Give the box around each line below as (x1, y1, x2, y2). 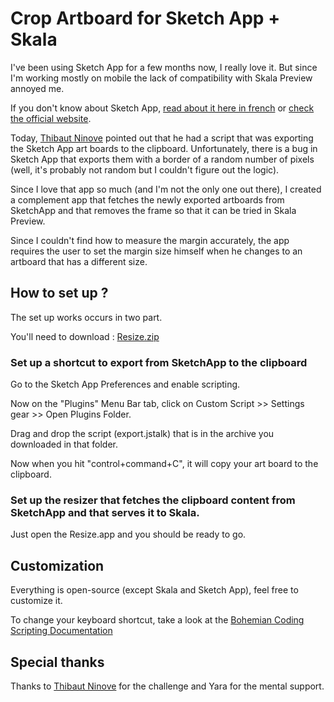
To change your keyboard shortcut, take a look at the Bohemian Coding (10, 614, 305, 626)
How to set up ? (10, 285, 109, 302)
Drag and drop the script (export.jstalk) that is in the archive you (10, 428, 275, 440)
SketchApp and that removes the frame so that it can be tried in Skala (10, 204, 297, 216)
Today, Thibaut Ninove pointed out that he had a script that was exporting (10, 132, 314, 144)
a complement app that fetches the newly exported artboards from (10, 193, 285, 206)
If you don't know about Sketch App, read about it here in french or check (10, 102, 315, 114)
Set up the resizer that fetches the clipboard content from (10, 493, 296, 507)
